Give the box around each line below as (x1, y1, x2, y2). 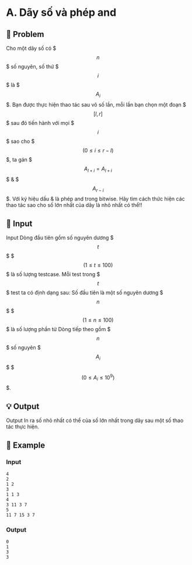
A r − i (92, 185, 104, 193)
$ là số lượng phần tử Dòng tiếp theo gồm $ (6, 326, 111, 333)
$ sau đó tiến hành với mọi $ (6, 119, 75, 126)
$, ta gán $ (6, 156, 33, 163)
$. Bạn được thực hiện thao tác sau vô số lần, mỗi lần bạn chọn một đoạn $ (6, 101, 187, 108)
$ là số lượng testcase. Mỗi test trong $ (6, 271, 100, 278)
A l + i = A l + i (83, 165, 113, 173)
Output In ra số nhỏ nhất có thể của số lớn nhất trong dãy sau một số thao (6, 417, 184, 424)
